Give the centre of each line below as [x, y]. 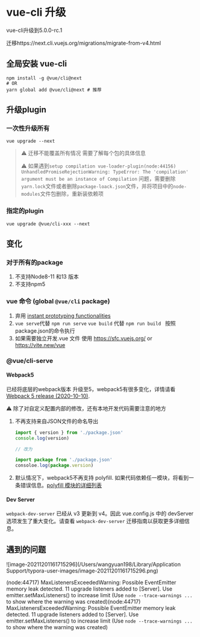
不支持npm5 [30, 284]
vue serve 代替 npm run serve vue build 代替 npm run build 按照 [95, 323]
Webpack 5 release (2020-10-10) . [48, 396]
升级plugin [27, 110]
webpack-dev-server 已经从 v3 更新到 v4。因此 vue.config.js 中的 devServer [100, 513]
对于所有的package [35, 263]
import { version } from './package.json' [69, 432]
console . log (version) [42, 438]
